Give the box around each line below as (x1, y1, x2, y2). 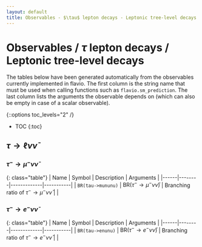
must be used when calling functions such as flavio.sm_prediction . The (6, 86, 188, 94)
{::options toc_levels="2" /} (6, 111, 75, 118)
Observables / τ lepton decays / (6, 41, 169, 55)
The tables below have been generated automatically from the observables (6, 73, 194, 81)
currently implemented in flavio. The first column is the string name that (6, 80, 185, 87)
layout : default (6, 8, 47, 15)
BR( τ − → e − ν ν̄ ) (120, 225, 158, 234)
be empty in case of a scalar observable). (6, 100, 110, 107)
